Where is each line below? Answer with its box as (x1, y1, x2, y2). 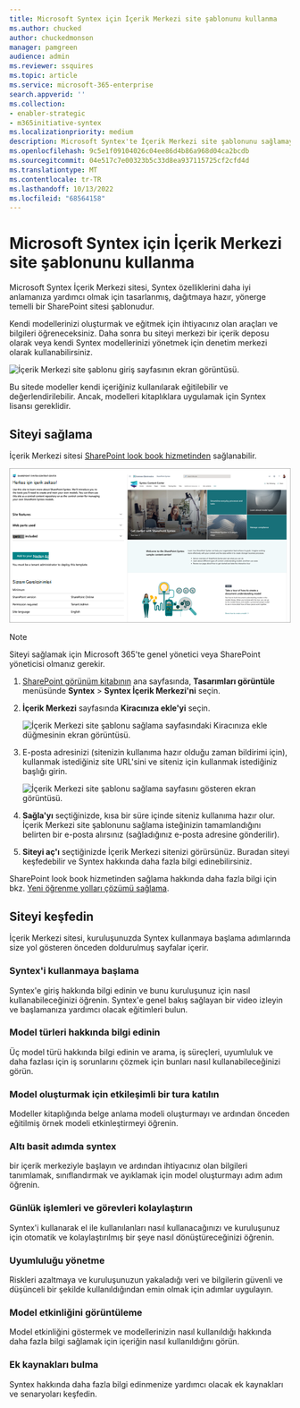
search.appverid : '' (9, 90, 87, 98)
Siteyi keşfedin (9, 909, 94, 924)
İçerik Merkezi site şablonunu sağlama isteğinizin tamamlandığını (21, 820, 262, 831)
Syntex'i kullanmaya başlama (9, 965, 140, 977)
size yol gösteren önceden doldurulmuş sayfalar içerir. (9, 943, 210, 953)
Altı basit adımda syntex (9, 1140, 117, 1153)
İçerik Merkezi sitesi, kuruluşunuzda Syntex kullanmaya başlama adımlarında (9, 933, 291, 943)
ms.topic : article (9, 72, 78, 81)
